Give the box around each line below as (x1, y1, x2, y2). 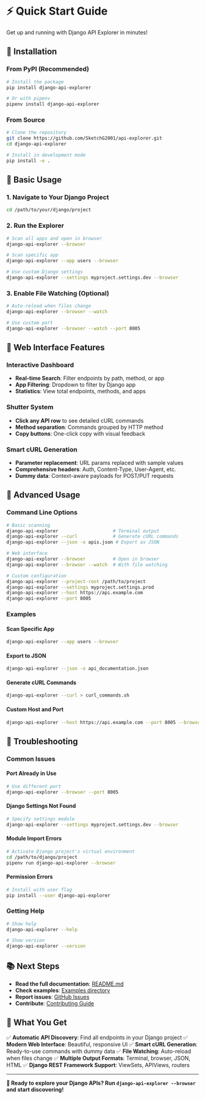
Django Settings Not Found (6, 803, 76, 810)
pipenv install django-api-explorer (6, 101, 99, 107)
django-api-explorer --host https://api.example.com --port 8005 (6, 719, 176, 725)
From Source (6, 116, 45, 124)
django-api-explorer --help (6, 926, 78, 932)
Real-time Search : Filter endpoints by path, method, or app (15, 374, 165, 382)
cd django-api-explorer (6, 141, 67, 147)
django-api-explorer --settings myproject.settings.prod (6, 584, 154, 591)
